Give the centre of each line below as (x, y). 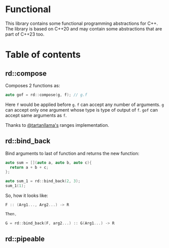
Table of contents (43, 55)
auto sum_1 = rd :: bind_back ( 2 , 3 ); (43, 181)
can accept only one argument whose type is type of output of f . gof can (82, 110)
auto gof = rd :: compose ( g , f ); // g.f (46, 95)
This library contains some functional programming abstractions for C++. (82, 23)
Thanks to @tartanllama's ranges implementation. (57, 125)
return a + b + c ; (29, 167)
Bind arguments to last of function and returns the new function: (72, 153)
